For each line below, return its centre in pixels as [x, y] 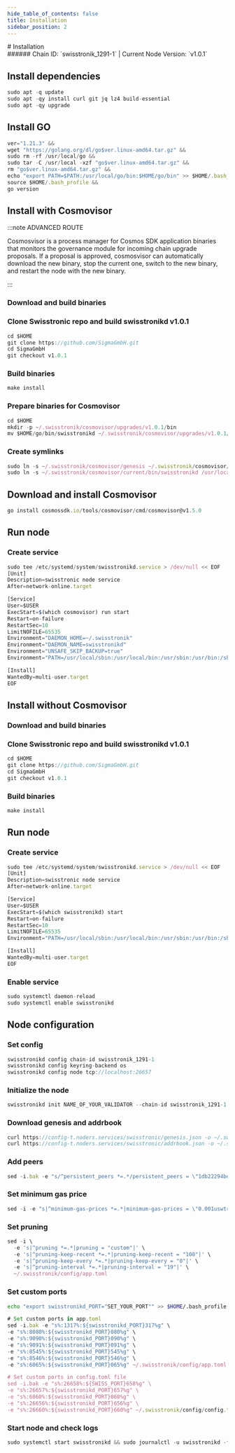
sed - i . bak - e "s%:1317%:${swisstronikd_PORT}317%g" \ [89, 1325]
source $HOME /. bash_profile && [53, 182]
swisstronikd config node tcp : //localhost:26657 [79, 1072]
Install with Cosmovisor [60, 211]
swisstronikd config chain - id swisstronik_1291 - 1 [81, 1059]
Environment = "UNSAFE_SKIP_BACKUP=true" [65, 652]
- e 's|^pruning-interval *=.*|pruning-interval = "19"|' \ [101, 1267]
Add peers [25, 1162]
